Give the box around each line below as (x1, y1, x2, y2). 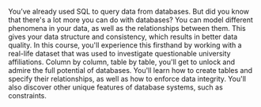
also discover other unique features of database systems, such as (8, 82, 223, 92)
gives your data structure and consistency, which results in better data (8, 32, 238, 41)
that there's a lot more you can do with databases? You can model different (8, 15, 253, 25)
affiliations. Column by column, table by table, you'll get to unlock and (8, 57, 236, 67)
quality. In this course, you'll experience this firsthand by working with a (8, 40, 243, 50)
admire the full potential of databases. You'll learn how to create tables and (8, 66, 253, 75)
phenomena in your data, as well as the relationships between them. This (8, 24, 247, 32)
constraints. (8, 91, 47, 100)
